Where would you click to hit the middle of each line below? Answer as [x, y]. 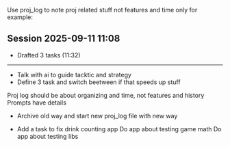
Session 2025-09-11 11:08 [64, 39]
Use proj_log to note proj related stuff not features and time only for [102, 10]
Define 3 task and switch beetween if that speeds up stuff [99, 82]
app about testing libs [48, 136]
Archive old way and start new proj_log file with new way [97, 116]
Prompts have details [37, 103]
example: [20, 17]
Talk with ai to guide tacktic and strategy [74, 75]
